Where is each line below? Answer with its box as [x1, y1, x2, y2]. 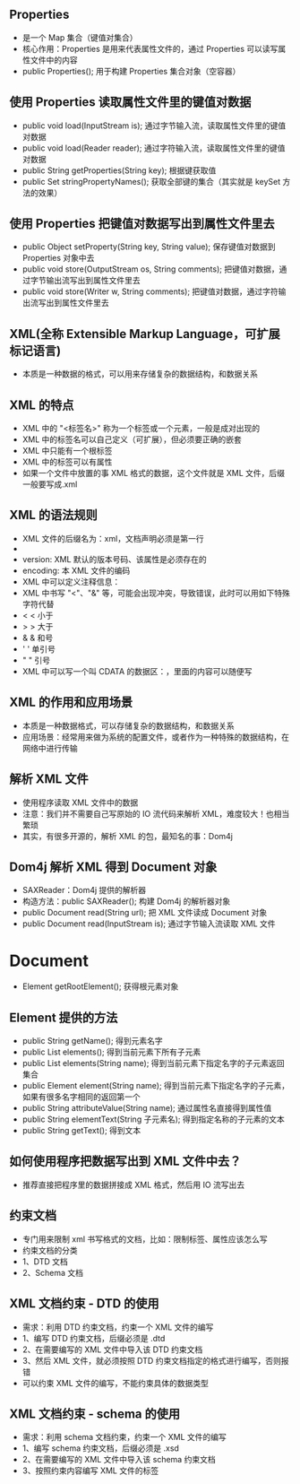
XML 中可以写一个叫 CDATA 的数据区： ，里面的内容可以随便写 [21, 665, 253, 676]
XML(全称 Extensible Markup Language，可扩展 [9, 326, 280, 342]
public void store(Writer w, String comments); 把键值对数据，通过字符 [21, 286, 279, 297]
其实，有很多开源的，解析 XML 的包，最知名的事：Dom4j [21, 830, 233, 841]
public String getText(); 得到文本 [21, 1125, 141, 1136]
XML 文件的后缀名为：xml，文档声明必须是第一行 [21, 533, 204, 543]
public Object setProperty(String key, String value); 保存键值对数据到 [21, 241, 276, 252]
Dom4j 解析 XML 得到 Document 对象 [9, 859, 218, 874]
